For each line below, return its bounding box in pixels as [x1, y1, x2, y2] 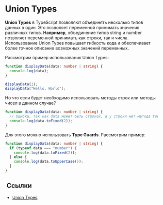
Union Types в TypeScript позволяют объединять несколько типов [5, 19, 143, 25]
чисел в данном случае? [5, 100, 56, 106]
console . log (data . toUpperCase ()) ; [14, 159, 83, 164]
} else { [9, 155, 27, 159]
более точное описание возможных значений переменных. [5, 45, 129, 51]
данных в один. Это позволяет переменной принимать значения [5, 24, 140, 30]
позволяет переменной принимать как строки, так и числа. [5, 35, 129, 41]
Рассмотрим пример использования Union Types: [5, 54, 109, 60]
